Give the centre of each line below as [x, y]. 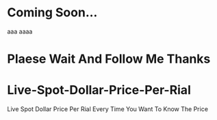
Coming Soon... [52, 13]
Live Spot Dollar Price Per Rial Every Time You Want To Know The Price [108, 109]
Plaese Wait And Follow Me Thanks [109, 59]
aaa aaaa [20, 31]
